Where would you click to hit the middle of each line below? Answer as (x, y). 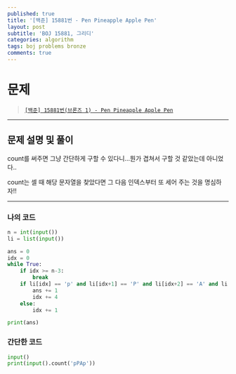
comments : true (29, 53)
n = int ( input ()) (33, 232)
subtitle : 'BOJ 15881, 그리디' (51, 33)
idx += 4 (45, 297)
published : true (31, 14)
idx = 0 (19, 258)
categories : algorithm (40, 40)
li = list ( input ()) (36, 239)
